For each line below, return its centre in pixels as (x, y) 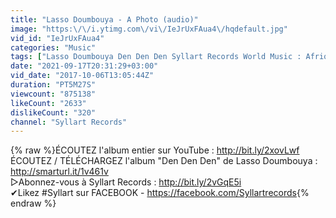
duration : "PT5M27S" (53, 85)
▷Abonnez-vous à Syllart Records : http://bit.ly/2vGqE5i (126, 182)
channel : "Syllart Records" (69, 122)
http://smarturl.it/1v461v (59, 172)
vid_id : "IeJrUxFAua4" (57, 38)
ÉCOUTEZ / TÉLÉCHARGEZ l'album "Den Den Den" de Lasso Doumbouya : (164, 161)
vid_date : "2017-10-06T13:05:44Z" (82, 76)
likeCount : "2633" (48, 103)
